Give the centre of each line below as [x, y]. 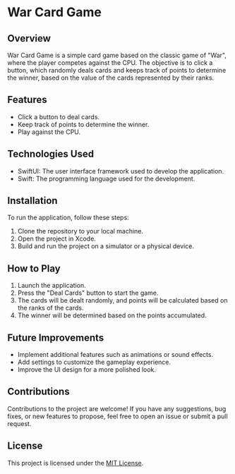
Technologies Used [50, 154]
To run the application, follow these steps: [68, 218]
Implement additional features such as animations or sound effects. [115, 355]
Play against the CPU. [49, 132]
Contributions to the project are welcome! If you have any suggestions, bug [117, 408]
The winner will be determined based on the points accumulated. [112, 315]
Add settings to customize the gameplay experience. [94, 362]
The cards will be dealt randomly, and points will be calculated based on [122, 300]
